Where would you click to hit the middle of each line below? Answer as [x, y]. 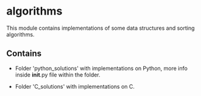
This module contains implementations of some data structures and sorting [100, 28]
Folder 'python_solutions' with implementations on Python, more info [101, 68]
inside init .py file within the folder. [58, 75]
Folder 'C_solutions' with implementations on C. [75, 86]
